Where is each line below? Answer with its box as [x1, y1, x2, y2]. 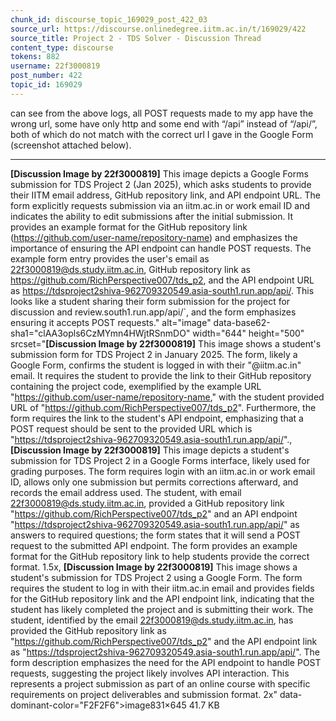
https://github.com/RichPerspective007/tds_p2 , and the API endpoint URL [10, 274, 315, 286]
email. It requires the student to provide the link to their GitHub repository [10, 369, 312, 381]
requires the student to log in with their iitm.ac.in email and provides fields [10, 582, 315, 594]
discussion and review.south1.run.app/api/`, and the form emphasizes [10, 306, 297, 318]
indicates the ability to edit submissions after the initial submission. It [10, 210, 294, 222]
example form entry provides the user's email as [10, 252, 210, 265]
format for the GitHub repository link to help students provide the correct [10, 550, 310, 562]
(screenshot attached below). [10, 139, 132, 151]
